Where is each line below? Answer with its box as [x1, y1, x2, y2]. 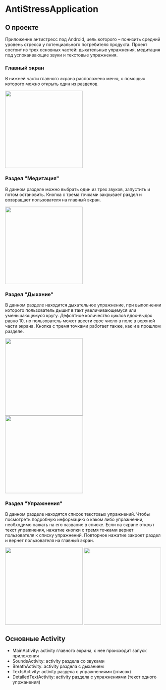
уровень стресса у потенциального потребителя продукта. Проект [5, 42, 148, 48]
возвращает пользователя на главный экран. [5, 197, 101, 202]
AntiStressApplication [5, 3, 99, 15]
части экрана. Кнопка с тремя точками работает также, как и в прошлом [5, 323, 161, 329]
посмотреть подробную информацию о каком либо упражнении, [5, 516, 144, 523]
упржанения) [12, 679, 41, 685]
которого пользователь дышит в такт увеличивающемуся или [5, 307, 137, 313]
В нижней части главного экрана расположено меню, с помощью [5, 76, 146, 82]
